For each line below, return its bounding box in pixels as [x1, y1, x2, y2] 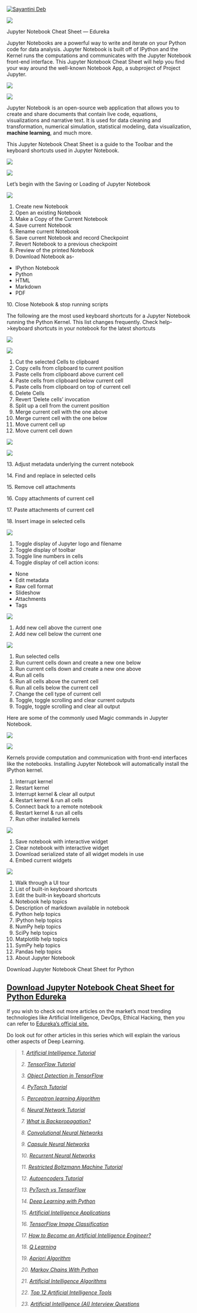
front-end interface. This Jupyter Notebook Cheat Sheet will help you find [6, 58, 185, 65]
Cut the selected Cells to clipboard [15, 358, 99, 365]
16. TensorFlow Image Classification [21, 1220, 109, 1228]
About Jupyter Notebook [15, 954, 76, 961]
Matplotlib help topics [15, 935, 68, 942]
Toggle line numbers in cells [15, 553, 84, 560]
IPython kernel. [6, 766, 43, 773]
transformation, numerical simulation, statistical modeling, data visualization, [6, 123, 192, 130]
